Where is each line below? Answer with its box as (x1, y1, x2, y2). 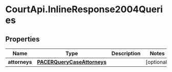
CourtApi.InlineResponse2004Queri (5, 4, 163, 15)
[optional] (145, 59, 169, 65)
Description (111, 50, 141, 57)
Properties (5, 35, 40, 43)
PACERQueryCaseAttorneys (36, 59, 106, 65)
